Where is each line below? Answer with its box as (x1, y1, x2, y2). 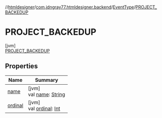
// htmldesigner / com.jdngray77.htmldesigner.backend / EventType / (5, 4, 136, 10)
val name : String (28, 91, 65, 97)
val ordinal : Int (28, 105, 61, 112)
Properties (5, 62, 38, 71)
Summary (35, 76, 59, 83)
